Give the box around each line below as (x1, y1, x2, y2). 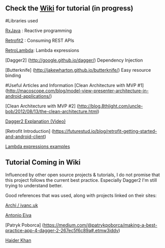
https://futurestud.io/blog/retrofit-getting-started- (53, 128, 157, 134)
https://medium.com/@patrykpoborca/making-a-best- (43, 222, 157, 228)
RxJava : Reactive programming (5, 27, 72, 34)
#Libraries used (5, 17, 38, 23)
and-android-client (5, 133, 45, 140)
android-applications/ (5, 93, 51, 99)
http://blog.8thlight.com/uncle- (78, 103, 143, 109)
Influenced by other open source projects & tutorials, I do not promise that (5, 172, 160, 178)
